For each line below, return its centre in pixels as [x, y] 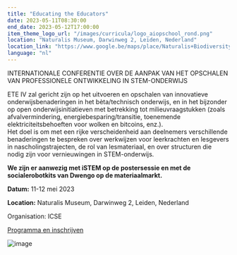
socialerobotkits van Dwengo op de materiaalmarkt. [85, 175]
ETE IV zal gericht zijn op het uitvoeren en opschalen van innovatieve [108, 94]
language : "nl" [30, 54]
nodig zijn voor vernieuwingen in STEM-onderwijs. [81, 154]
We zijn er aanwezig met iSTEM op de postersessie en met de [99, 168]
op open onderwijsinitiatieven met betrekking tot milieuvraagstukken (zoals [116, 109]
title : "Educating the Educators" [58, 14]
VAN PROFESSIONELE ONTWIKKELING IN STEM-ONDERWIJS [98, 80]
